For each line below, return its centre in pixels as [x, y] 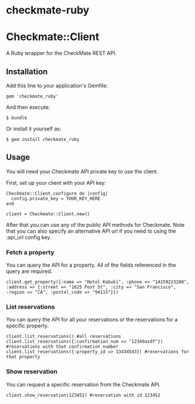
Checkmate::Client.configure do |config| [57, 194]
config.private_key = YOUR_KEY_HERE [56, 198]
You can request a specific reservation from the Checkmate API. [83, 384]
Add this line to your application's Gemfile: [57, 85]
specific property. [27, 326]
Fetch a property [30, 252]
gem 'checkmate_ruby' [32, 96]
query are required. [29, 271]
